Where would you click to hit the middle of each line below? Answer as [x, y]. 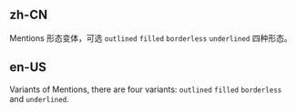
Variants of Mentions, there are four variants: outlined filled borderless [146, 89]
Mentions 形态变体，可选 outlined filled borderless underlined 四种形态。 [151, 38]
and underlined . [40, 98]
